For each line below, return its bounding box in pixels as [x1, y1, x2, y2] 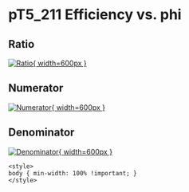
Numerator [8, 81, 64, 95]
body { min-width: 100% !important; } [8, 169, 137, 177]
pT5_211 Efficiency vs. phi [8, 6, 182, 24]
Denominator [8, 126, 75, 139]
